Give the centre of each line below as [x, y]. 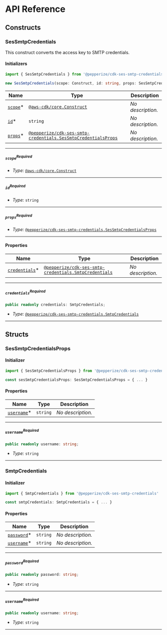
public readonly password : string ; [42, 575]
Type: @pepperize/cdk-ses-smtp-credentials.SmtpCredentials [76, 314]
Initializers [16, 64]
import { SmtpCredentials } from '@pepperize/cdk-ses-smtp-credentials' [82, 493]
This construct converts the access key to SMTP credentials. [68, 52]
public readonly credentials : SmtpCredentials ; [55, 305]
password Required [22, 562]
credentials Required [25, 292]
